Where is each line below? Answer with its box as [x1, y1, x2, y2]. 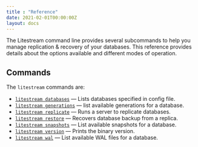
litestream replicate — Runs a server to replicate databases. [15, 108, 171, 115]
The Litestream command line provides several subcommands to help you [6, 37, 191, 44]
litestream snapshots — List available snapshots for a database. [15, 121, 177, 128]
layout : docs [6, 20, 39, 26]
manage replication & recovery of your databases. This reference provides [6, 43, 192, 50]
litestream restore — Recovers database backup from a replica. [15, 115, 179, 122]
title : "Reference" [6, 9, 59, 15]
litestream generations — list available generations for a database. [15, 101, 185, 109]
